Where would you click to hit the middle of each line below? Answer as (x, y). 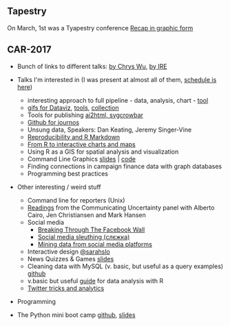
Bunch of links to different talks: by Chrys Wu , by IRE (92, 66)
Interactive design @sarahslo (69, 252)
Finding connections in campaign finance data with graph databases (125, 166)
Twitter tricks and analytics (66, 288)
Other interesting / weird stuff (59, 187)
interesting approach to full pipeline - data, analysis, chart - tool (118, 100)
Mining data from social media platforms (95, 244)
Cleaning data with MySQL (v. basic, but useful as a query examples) (125, 266)
